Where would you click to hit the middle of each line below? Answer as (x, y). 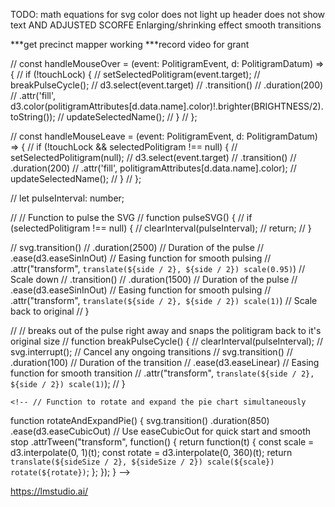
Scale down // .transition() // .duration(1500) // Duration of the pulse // (154, 279)
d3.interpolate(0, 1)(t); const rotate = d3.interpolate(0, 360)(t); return (151, 452)
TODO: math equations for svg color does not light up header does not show (168, 14)
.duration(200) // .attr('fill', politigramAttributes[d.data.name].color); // (153, 168)
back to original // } (50, 311)
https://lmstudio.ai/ (49, 491)
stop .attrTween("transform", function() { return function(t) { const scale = (162, 442)
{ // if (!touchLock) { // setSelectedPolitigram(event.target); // (135, 74)
